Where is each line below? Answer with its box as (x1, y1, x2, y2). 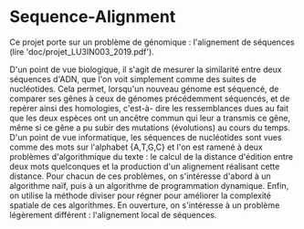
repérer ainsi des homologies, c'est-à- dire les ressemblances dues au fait (9, 102, 289, 113)
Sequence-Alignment (9, 6, 176, 27)
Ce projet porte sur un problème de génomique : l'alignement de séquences (9, 36, 295, 47)
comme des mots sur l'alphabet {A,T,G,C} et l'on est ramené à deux (9, 141, 263, 152)
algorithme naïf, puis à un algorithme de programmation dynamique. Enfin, (9, 180, 289, 191)
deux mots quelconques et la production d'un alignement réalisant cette (9, 161, 280, 172)
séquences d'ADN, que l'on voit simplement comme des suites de (9, 73, 257, 84)
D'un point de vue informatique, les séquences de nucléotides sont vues (9, 131, 282, 142)
